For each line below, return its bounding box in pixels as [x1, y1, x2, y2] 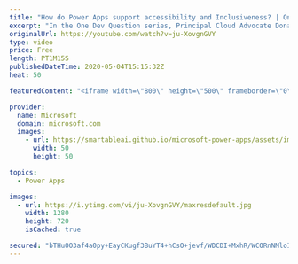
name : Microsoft [17, 111, 77, 120]
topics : [9, 167, 38, 177]
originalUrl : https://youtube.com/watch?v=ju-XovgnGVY [9, 29, 216, 38]
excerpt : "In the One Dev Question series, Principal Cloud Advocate [9, 21, 272, 30]
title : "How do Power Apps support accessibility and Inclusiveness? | [9, 12, 279, 22]
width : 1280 [25, 209, 69, 218]
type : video [9, 37, 53, 47]
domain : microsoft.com [17, 119, 101, 128]
